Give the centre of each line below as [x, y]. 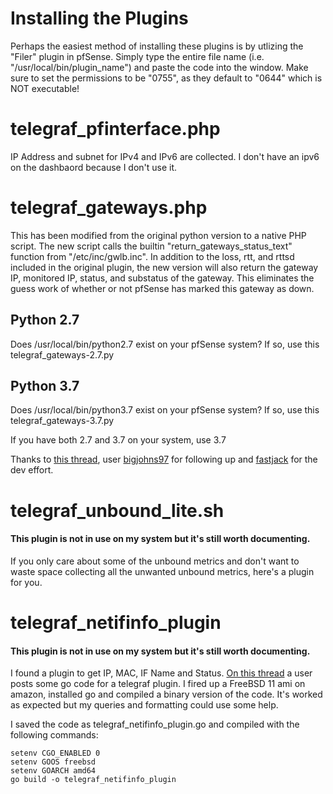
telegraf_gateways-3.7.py [62, 421]
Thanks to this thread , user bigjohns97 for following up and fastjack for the [164, 459]
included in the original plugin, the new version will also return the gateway [164, 267]
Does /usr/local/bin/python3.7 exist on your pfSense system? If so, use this [165, 410]
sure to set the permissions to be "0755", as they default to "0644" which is [166, 78]
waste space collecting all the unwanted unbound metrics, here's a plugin [162, 571]
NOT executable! [45, 88]
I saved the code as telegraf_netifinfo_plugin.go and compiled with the [155, 724]
